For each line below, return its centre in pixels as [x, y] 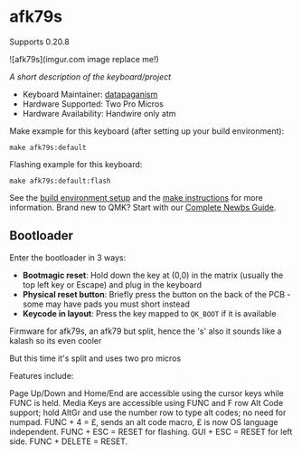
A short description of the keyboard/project [90, 76]
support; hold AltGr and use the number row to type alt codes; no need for [148, 412]
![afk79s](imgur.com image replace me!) [85, 59]
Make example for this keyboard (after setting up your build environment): [147, 131]
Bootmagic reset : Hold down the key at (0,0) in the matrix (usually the [153, 275]
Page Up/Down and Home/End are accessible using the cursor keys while [147, 393]
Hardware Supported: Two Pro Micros [93, 104]
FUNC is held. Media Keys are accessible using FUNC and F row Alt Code [146, 402]
